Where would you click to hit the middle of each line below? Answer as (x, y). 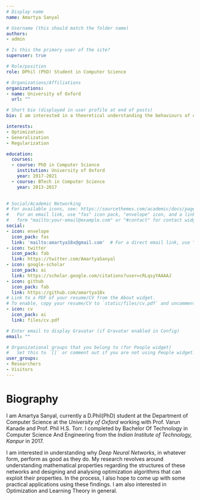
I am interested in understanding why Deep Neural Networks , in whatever (96, 452)
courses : (22, 159)
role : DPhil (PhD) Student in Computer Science (66, 72)
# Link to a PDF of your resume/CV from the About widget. (81, 298)
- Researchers (24, 364)
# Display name (25, 12)
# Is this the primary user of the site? (58, 50)
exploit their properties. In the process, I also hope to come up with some (96, 478)
